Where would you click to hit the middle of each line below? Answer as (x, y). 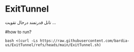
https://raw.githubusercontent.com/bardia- (85, 41)
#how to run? (18, 32)
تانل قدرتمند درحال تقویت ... (30, 22)
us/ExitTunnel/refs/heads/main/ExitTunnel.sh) (53, 45)
